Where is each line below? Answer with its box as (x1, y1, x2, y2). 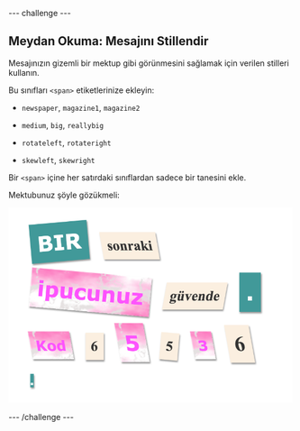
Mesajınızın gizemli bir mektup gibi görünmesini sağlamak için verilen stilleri (8, 58, 289, 69)
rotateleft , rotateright (21, 137, 112, 148)
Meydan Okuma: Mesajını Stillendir (8, 33, 209, 49)
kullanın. (8, 67, 40, 78)
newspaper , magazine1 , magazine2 (21, 102, 141, 113)
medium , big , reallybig (21, 119, 105, 130)
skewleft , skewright (21, 154, 95, 165)
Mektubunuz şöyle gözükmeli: (8, 189, 121, 200)
